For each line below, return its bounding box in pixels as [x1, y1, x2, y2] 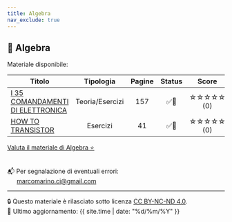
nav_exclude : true [7, 17, 60, 23]
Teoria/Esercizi [75, 97, 124, 107]
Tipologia [84, 77, 116, 86]
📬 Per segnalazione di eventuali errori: [7, 167, 119, 176]
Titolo [30, 77, 50, 86]
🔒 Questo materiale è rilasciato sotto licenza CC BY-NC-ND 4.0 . [7, 197, 188, 205]
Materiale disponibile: [7, 60, 68, 69]
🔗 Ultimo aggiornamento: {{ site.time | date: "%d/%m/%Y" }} [7, 208, 180, 216]
